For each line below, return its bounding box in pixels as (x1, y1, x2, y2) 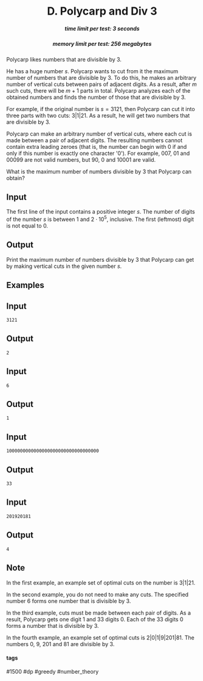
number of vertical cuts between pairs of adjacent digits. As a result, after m (6, 81, 198, 88)
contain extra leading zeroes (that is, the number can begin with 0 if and (6, 143, 187, 150)
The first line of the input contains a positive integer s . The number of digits (6, 208, 196, 215)
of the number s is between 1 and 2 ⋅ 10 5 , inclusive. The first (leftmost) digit (6, 215, 194, 223)
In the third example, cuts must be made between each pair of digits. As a (6, 609, 191, 616)
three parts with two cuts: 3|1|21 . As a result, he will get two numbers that (6, 112, 190, 119)
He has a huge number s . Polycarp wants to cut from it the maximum (6, 67, 179, 74)
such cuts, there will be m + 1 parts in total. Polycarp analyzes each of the (6, 87, 191, 94)
